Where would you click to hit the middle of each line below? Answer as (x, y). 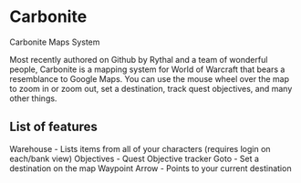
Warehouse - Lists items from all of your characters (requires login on (140, 148)
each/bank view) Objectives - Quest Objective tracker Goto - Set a (135, 158)
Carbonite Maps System (55, 42)
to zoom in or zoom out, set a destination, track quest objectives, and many (151, 88)
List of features (54, 127)
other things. (33, 98)
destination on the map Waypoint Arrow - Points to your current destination (150, 168)
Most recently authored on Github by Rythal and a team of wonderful (139, 59)
